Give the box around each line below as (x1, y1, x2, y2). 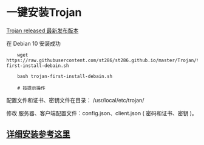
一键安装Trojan (6, 5, 82, 19)
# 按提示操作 (17, 85, 46, 91)
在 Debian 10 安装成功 (6, 40, 61, 47)
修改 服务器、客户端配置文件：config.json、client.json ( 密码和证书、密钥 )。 (6, 109, 197, 116)
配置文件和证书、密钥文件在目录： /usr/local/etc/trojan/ (6, 96, 144, 104)
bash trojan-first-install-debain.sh (17, 73, 113, 79)
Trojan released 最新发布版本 (6, 27, 79, 34)
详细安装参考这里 (6, 129, 70, 140)
